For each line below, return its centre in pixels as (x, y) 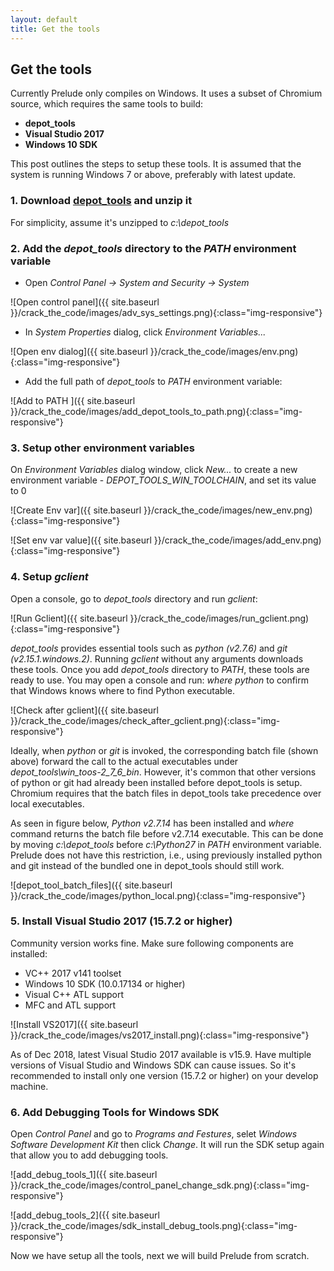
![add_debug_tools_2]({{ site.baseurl (85, 1215)
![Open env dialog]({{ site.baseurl (79, 351)
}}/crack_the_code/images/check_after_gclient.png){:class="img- (145, 720)
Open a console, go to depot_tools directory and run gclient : (134, 598)
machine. (29, 1086)
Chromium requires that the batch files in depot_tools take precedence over (166, 793)
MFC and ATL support (70, 1005)
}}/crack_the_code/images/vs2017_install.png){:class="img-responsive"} (160, 1035)
